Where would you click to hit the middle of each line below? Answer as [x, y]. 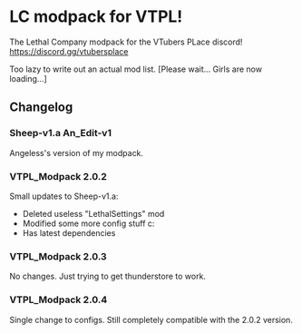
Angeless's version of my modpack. [76, 152]
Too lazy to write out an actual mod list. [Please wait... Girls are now [136, 69]
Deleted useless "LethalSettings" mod [93, 213]
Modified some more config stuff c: [88, 223]
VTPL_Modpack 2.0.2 [58, 176]
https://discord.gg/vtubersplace [69, 51]
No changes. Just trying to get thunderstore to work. [108, 276]
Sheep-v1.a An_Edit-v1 [60, 133]
